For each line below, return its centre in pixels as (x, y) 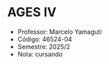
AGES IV (32, 12)
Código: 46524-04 (45, 39)
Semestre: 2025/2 (44, 46)
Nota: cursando (40, 54)
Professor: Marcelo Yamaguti (59, 32)
